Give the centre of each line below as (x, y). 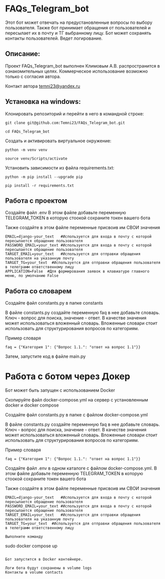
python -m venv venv (27, 150)
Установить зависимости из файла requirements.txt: (60, 167)
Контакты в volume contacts (34, 573)
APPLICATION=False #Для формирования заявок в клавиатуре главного (77, 271)
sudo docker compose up (31, 546)
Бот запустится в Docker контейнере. (44, 560)
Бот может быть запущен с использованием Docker (60, 390)
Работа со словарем (38, 291)
